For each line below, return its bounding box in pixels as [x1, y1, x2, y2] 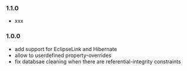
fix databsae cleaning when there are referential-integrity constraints [14, 58, 181, 65]
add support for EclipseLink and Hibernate [14, 45, 117, 52]
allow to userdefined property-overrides [14, 52, 111, 59]
